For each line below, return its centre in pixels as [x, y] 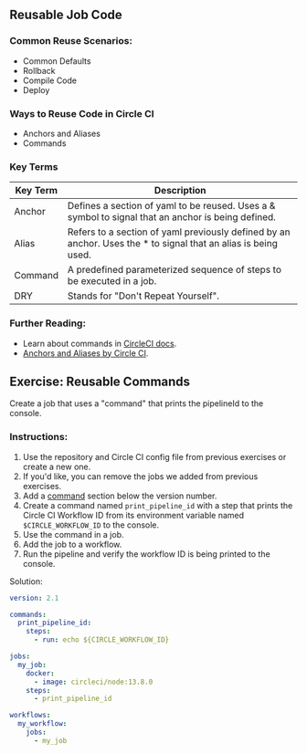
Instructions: [39, 437]
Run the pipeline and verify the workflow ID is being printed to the [147, 554]
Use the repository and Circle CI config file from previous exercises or [154, 456]
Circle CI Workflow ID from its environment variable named [133, 515]
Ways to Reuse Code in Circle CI [82, 113]
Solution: [26, 581]
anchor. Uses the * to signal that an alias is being [173, 244]
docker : [40, 673]
